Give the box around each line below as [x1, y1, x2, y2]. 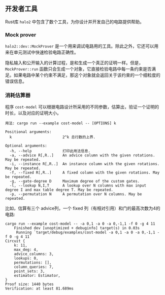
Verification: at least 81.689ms [5, 286, 74, 291]
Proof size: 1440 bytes [5, 282, 54, 287]
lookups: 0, [14, 256, 38, 261]
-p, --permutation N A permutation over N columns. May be [9, 192, 142, 197]
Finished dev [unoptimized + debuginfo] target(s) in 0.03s [14, 226, 140, 231]
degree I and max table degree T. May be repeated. [5, 187, 113, 192]
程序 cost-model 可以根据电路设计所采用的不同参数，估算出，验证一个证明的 [5, 104, 159, 110]
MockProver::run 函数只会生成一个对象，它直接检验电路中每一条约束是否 [5, 66, 152, 72]
